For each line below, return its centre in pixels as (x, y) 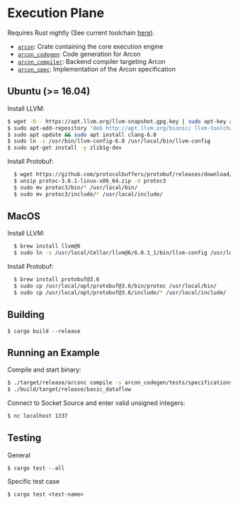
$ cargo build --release (44, 331)
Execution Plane (56, 13)
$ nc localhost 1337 (38, 416)
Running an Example (53, 353)
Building (26, 315)
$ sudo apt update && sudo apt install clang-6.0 (82, 135)
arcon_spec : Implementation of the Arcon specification (96, 69)
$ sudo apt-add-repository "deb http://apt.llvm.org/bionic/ (100, 128)
